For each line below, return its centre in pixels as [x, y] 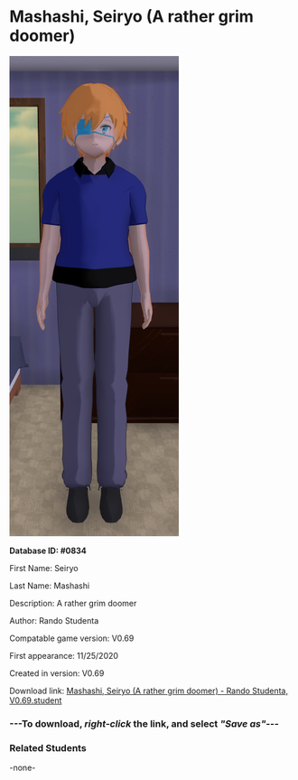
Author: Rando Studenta [54, 620]
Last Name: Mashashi [50, 586]
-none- [23, 768]
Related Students [48, 747]
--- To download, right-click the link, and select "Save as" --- [144, 723]
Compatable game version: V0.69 [72, 638]
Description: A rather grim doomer [73, 603]
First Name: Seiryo [44, 568]
